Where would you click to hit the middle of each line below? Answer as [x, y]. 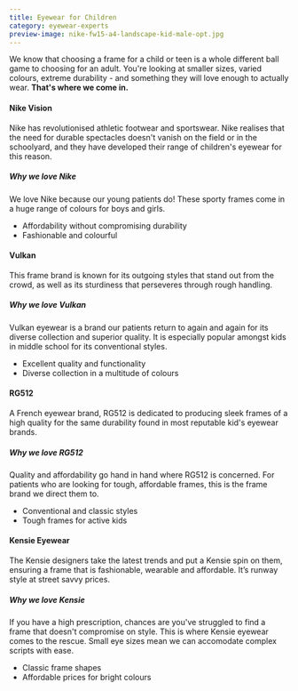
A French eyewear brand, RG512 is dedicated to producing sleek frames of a [149, 413]
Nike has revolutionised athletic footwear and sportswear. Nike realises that [147, 128]
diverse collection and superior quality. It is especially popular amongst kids [148, 337]
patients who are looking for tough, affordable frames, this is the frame [138, 484]
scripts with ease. [41, 651]
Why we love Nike [43, 177]
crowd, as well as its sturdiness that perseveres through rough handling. [141, 285]
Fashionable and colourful [70, 235]
